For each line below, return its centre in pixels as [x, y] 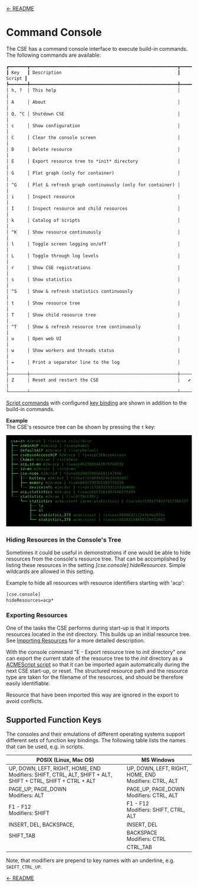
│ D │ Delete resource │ [93, 149]
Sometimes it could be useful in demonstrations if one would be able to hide [98, 552]
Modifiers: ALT [26, 795]
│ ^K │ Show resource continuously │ [93, 232]
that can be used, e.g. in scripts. [45, 747]
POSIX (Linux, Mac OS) [65, 760]
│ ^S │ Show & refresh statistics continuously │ [93, 291]
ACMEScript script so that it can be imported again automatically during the [98, 665]
